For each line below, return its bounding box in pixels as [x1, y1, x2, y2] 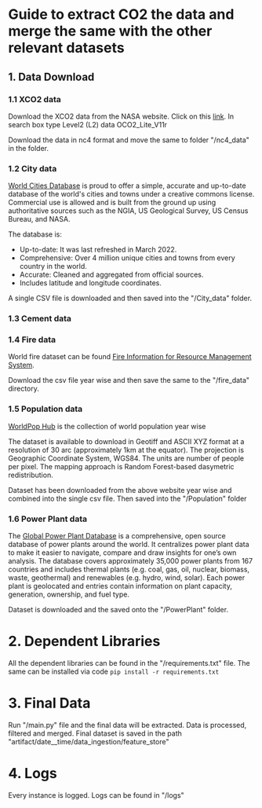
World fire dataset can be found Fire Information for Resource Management [8, 352, 253, 362]
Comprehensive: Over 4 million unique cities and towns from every [19, 253, 235, 263]
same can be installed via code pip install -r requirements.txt [8, 667, 220, 676]
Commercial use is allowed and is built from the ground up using [8, 198, 217, 208]
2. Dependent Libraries [8, 633, 161, 650]
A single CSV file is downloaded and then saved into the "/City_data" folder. [8, 293, 253, 303]
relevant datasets [8, 39, 125, 57]
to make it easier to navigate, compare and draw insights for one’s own [8, 548, 237, 557]
